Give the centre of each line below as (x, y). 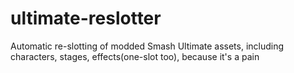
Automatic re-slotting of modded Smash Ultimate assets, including (147, 46)
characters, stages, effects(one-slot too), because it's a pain (135, 56)
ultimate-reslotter (86, 18)
